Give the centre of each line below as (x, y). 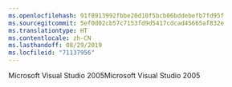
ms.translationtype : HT (48, 30)
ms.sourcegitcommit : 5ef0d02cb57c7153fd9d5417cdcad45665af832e (116, 23)
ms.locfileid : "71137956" (51, 53)
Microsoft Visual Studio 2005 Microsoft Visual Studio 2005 (104, 75)
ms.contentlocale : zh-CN (50, 38)
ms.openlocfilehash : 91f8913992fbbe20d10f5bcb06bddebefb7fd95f (116, 16)
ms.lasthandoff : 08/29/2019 (55, 45)
